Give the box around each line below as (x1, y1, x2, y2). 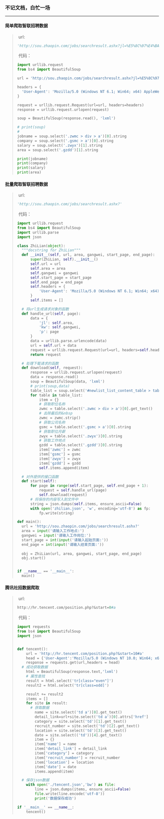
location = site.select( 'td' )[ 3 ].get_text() (35, 728, 127, 733)
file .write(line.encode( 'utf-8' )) (35, 792, 105, 797)
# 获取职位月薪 (39, 429, 66, 434)
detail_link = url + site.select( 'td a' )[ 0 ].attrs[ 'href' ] (35, 714, 149, 719)
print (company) (17, 161, 48, 166)
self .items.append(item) (39, 465, 90, 470)
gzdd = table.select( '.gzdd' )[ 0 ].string (39, 443, 123, 448)
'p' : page (39, 329, 59, 334)
